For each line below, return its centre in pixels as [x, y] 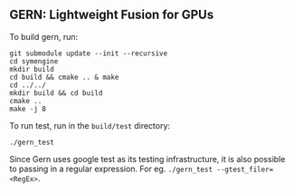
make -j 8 [28, 109]
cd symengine [34, 61]
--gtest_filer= [245, 169]
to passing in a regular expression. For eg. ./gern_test [111, 169]
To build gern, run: [44, 36]
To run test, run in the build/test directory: [90, 125]
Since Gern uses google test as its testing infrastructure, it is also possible [147, 159]
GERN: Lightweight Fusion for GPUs [112, 15]
